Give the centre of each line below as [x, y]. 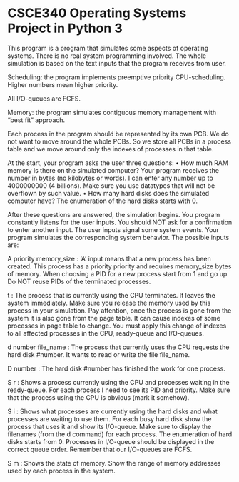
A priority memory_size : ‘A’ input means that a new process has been [110, 258]
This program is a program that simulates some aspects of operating [108, 48]
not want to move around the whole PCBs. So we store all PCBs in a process [119, 141]
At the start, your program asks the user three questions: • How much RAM [118, 163]
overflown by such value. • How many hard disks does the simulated [108, 193]
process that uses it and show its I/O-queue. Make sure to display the [110, 426]
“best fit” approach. [36, 120]
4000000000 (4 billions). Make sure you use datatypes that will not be [111, 185]
